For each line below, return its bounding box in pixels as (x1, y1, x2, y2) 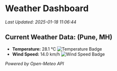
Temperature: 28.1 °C (12, 46, 56, 52)
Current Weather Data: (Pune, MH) (5, 33, 113, 41)
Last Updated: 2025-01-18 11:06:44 (5, 19, 77, 25)
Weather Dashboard (5, 3, 89, 14)
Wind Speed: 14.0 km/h (12, 51, 60, 57)
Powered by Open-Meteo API (5, 60, 65, 66)
